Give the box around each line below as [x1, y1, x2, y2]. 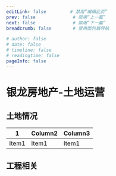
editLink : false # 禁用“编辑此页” [6, 8, 108, 15]
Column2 [31, 129, 58, 137]
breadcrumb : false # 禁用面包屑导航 [6, 25, 109, 32]
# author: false [6, 36, 46, 42]
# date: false [6, 42, 42, 48]
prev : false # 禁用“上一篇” [6, 14, 106, 20]
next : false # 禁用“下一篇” [6, 20, 106, 26]
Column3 [63, 129, 90, 137]
